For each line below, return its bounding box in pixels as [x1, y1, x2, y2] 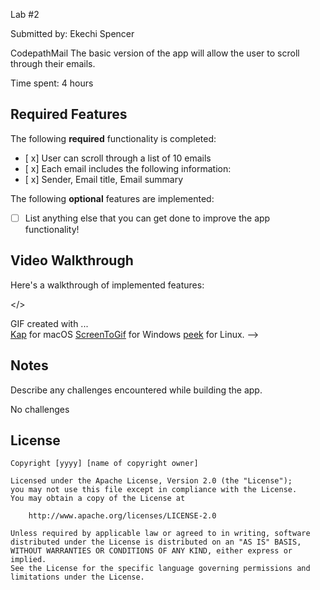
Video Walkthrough [10, 252, 134, 269]
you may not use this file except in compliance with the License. [10, 485, 298, 495]
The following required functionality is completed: [10, 132, 217, 144]
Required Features [10, 106, 128, 123]
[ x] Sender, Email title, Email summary [24, 173, 184, 185]
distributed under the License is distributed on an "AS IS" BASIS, [10, 537, 302, 548]
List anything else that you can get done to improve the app [24, 212, 271, 224]
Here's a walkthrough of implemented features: [10, 279, 205, 291]
